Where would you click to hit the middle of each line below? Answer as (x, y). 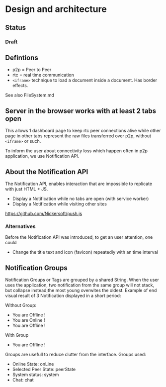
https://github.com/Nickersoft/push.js (44, 213)
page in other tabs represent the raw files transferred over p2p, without (78, 136)
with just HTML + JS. (27, 189)
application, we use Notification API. (42, 156)
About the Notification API (47, 172)
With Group (17, 335)
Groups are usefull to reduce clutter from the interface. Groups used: (76, 355)
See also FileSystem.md (30, 95)
